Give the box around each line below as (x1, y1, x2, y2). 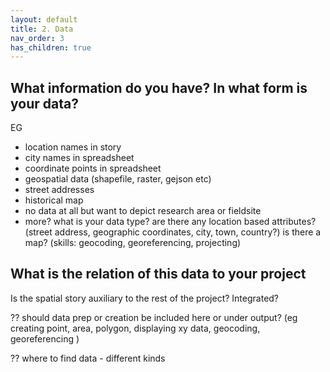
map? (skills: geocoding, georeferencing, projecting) (24, 237, 242, 249)
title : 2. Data (10, 24, 74, 34)
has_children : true (10, 42, 92, 53)
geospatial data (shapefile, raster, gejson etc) (24, 173, 212, 185)
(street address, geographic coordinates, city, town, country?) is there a (24, 226, 322, 238)
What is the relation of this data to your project (10, 266, 307, 283)
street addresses (24, 184, 95, 196)
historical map (24, 194, 84, 206)
